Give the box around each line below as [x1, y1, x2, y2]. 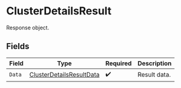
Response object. [6, 24, 50, 31]
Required [105, 59, 132, 67]
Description [137, 59, 172, 67]
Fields [6, 41, 30, 51]
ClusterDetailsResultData [29, 71, 100, 79]
